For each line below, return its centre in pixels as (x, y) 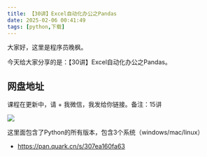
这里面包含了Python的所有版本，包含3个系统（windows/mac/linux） (106, 133)
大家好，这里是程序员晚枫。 (47, 47)
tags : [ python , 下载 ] (36, 27)
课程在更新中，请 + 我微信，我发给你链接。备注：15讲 (85, 105)
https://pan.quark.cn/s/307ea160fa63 (71, 147)
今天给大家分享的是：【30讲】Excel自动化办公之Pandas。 (89, 62)
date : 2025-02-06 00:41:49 (47, 20)
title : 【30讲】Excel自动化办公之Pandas (62, 14)
